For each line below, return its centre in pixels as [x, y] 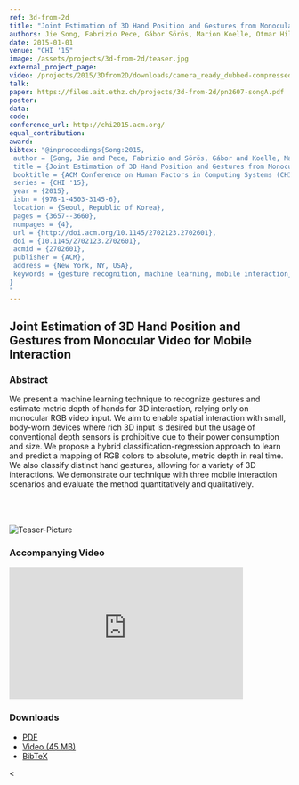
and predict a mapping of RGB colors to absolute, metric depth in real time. [146, 456]
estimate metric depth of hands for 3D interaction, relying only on [129, 409]
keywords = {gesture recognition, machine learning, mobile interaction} [153, 274]
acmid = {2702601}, [49, 249]
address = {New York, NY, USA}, [73, 266]
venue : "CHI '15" [41, 51]
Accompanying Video [57, 553]
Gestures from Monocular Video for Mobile [130, 340]
